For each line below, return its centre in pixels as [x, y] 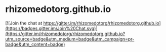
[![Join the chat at [24, 23]
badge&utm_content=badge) [35, 44]
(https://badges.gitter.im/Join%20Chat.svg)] [51, 28]
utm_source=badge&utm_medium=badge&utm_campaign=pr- [70, 39]
